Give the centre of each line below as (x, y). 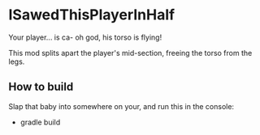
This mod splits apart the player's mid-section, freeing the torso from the (130, 53)
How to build (41, 87)
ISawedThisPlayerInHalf (92, 15)
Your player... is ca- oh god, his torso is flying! (85, 37)
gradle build (40, 122)
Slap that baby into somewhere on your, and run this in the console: (121, 106)
